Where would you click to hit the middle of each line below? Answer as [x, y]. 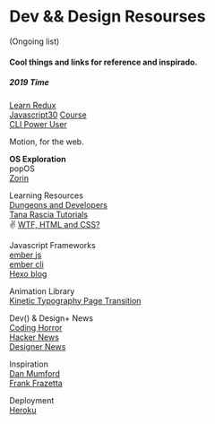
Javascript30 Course [48, 115]
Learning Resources [46, 195]
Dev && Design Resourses [107, 17]
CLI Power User [38, 124]
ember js [26, 255]
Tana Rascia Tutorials [48, 214]
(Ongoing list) [34, 41]
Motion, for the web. [47, 142]
